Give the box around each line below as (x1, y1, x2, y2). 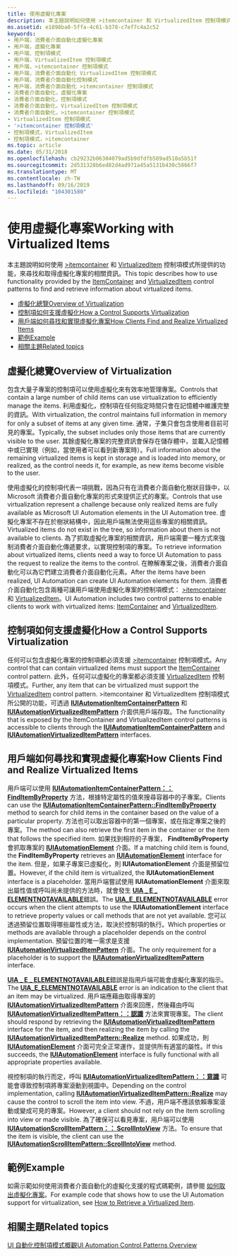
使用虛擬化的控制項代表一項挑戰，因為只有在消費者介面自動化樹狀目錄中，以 (7, 483, 230, 492)
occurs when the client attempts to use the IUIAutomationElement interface (7, 903, 229, 911)
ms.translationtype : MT (7, 168, 78, 175)
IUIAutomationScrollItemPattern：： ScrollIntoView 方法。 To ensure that (7, 1124, 223, 1132)
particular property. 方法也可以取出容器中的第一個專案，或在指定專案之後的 (7, 817, 226, 825)
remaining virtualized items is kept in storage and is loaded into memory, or (7, 454, 226, 462)
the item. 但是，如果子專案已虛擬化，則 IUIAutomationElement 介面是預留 (7, 859, 224, 868)
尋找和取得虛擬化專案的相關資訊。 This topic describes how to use (25, 270, 218, 278)
